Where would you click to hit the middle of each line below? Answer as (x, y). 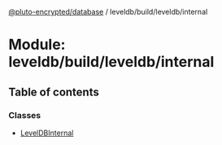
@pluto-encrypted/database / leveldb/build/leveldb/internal (108, 12)
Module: (37, 45)
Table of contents (54, 92)
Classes (25, 115)
